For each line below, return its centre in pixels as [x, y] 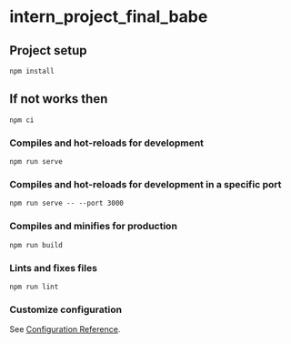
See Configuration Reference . [65, 329]
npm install [32, 71]
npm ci [22, 120]
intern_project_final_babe [109, 17]
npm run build [36, 245]
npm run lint [34, 287]
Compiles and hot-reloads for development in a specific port [145, 185]
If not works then [59, 99]
